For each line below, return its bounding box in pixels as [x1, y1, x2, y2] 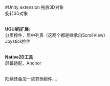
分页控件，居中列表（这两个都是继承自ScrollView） [5, 32, 108, 38]
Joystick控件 [5, 38, 31, 44]
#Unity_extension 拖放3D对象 [5, 4, 64, 10]
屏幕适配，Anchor [5, 60, 42, 66]
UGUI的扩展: [5, 26, 30, 32]
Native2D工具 [5, 54, 33, 60]
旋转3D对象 [5, 10, 28, 16]
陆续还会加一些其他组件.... [5, 76, 58, 82]
